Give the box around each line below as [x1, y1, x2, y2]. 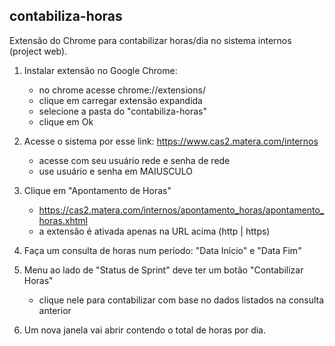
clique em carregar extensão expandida [38, 94, 203, 106]
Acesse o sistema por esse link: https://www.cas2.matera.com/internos [23, 135, 319, 147]
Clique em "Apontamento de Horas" [23, 184, 172, 196]
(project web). [9, 45, 68, 57]
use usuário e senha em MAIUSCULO [38, 165, 193, 177]
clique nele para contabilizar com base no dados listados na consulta [38, 294, 325, 306]
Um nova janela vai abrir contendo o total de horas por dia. [23, 324, 266, 336]
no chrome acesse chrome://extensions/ [38, 84, 206, 96]
